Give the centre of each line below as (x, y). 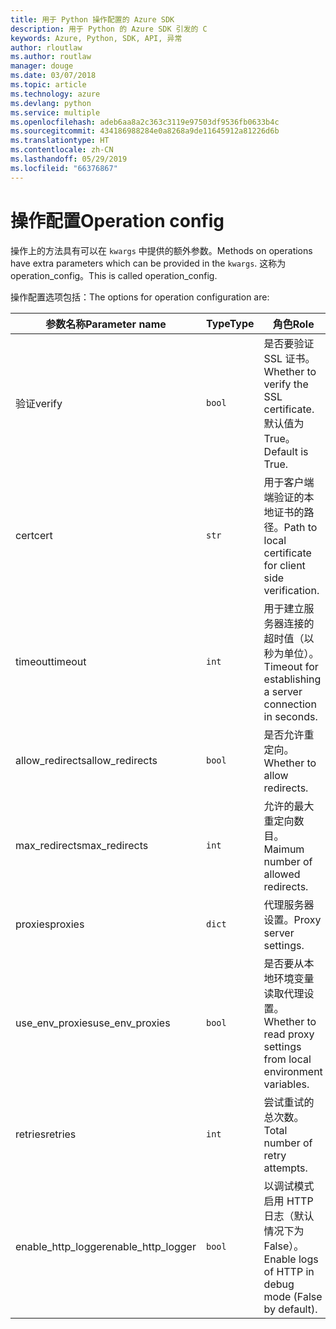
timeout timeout (51, 661)
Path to (300, 527)
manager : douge (42, 66)
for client (284, 565)
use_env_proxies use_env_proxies (93, 1023)
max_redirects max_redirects (82, 845)
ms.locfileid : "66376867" (64, 168)
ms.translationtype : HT (60, 141)
